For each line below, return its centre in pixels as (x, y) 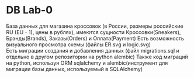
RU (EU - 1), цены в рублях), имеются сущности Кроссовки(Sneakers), (93, 32)
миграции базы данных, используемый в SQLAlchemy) (75, 69)
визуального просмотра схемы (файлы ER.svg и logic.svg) (78, 44)
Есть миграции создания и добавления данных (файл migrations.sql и (93, 50)
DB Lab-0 (30, 10)
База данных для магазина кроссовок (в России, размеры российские (95, 26)
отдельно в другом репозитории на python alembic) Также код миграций (97, 57)
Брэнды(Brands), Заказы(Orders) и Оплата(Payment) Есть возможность (95, 38)
